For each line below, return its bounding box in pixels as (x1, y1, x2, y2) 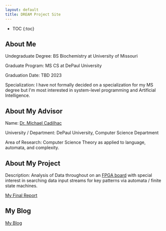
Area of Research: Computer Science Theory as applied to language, (5, 140, 146, 146)
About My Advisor (5, 107, 63, 115)
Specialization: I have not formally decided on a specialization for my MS (5, 82, 154, 88)
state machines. (5, 182, 38, 189)
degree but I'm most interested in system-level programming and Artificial (5, 87, 156, 93)
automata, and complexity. (5, 145, 59, 151)
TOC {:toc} (12, 25, 35, 31)
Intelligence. (5, 92, 31, 98)
